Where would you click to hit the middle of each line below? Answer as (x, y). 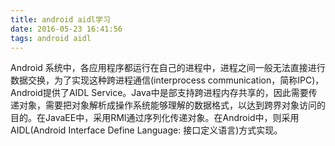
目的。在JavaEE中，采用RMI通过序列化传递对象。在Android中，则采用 (155, 118)
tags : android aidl (51, 38)
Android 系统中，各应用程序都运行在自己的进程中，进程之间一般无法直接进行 (168, 68)
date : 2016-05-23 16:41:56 (66, 29)
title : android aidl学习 (60, 19)
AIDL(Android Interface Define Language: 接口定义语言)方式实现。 (146, 130)
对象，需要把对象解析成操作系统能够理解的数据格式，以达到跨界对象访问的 (172, 105)
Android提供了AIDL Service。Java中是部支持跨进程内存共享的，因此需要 (159, 93)
